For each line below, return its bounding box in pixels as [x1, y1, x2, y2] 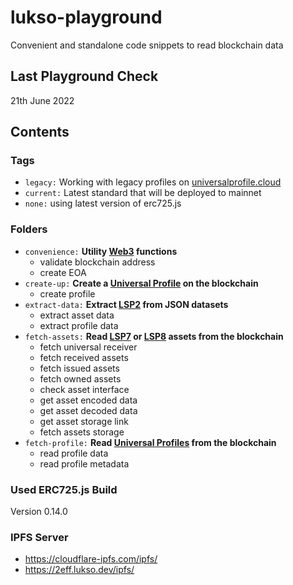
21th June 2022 [10, 94, 75, 106]
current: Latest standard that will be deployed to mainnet [24, 187, 262, 199]
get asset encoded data [39, 394, 138, 406]
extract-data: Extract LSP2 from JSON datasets [24, 298, 229, 310]
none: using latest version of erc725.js [24, 197, 182, 210]
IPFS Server [10, 530, 69, 544]
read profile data [39, 447, 109, 459]
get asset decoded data [39, 404, 138, 416]
